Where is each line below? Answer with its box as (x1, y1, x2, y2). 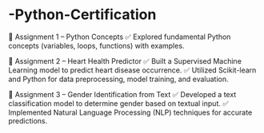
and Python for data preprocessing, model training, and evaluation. (8, 74, 230, 84)
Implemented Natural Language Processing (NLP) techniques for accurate (8, 108, 253, 117)
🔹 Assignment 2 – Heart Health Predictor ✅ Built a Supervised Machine (8, 56, 242, 65)
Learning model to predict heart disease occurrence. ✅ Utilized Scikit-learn (8, 65, 257, 75)
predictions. (8, 115, 48, 125)
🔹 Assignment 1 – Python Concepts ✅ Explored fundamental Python (8, 32, 231, 41)
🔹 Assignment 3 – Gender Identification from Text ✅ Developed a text (8, 89, 237, 99)
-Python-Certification (8, 6, 157, 24)
